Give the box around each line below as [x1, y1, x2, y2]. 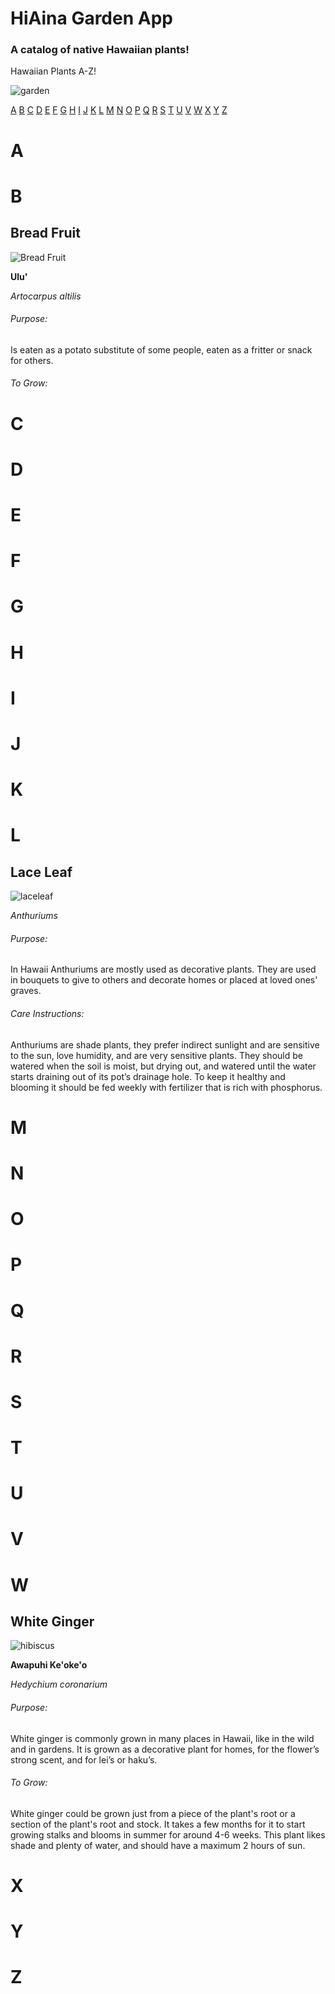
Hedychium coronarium [10, 1678, 108, 1691]
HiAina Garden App [10, 7, 173, 30]
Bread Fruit [10, 225, 81, 242]
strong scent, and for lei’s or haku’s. [10, 1753, 158, 1766]
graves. [10, 985, 42, 997]
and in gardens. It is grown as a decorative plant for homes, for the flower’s [10, 1743, 320, 1755]
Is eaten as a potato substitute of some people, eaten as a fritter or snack [10, 343, 313, 356]
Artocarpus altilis [10, 290, 82, 302]
